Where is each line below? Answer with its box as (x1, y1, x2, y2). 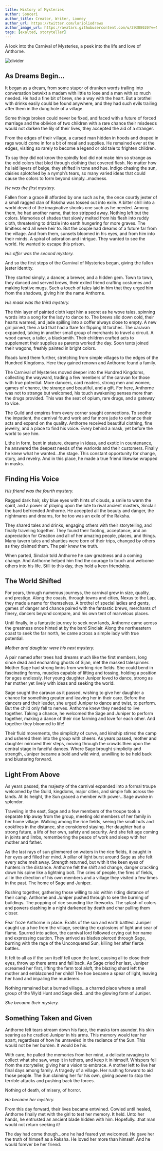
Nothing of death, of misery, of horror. (5, 1087, 82, 1093)
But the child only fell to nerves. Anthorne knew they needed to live (5, 705, 140, 711)
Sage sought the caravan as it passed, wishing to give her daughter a (5, 690, 144, 695)
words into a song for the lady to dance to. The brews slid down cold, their (5, 314, 154, 320)
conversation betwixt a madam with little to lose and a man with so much (5, 90, 151, 96)
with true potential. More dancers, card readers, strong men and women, (5, 379, 151, 385)
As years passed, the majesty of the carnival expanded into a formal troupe (5, 783, 156, 789)
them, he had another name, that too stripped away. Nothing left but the (5, 210, 149, 216)
